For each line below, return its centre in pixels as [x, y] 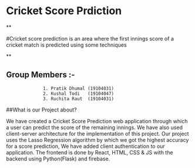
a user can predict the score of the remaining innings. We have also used [95, 127]
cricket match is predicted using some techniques [67, 45]
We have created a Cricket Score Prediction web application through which [97, 121]
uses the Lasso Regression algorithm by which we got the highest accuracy [97, 140]
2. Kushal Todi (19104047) [79, 93]
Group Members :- [41, 75]
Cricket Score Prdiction [64, 11]
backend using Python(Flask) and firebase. [58, 159]
